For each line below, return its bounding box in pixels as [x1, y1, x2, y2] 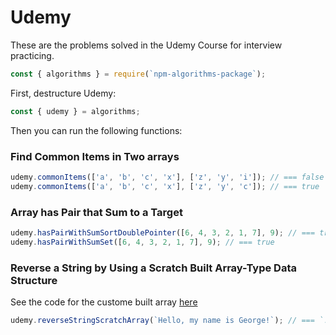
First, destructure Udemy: [10, 87, 117, 99]
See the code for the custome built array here [10, 296, 198, 308]
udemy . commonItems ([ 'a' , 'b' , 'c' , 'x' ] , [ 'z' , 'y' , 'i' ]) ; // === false [10, 172, 325, 182]
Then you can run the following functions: [10, 124, 183, 136]
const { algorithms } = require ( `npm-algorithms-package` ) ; [10, 69, 267, 79]
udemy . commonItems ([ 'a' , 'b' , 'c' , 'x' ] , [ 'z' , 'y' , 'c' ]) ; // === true [10, 181, 320, 191]
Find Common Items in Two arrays [10, 149, 180, 163]
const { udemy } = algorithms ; [10, 106, 141, 116]
